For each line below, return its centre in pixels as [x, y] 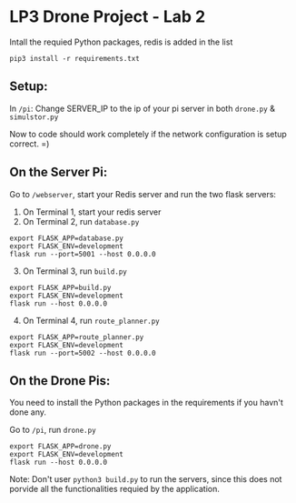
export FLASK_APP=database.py [67, 238]
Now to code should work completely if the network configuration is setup [148, 134]
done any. [28, 412]
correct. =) [30, 144]
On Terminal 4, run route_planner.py [91, 320]
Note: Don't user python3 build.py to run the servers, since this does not [146, 479]
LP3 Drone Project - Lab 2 [108, 17]
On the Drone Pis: [60, 381]
